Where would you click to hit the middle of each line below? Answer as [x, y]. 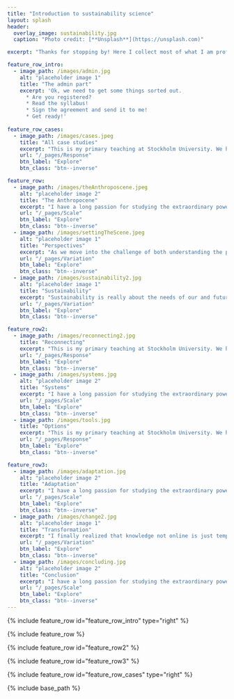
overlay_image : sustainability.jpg [65, 33]
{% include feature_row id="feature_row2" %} [73, 647]
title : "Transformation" [56, 530]
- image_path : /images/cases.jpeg [63, 136]
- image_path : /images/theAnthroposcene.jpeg [81, 187]
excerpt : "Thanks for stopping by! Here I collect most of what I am [110, 52]
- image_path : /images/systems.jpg [65, 375]
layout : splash [29, 20]
